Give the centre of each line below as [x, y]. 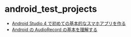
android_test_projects [51, 9]
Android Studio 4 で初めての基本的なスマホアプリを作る [69, 23]
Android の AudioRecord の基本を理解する [55, 29]
